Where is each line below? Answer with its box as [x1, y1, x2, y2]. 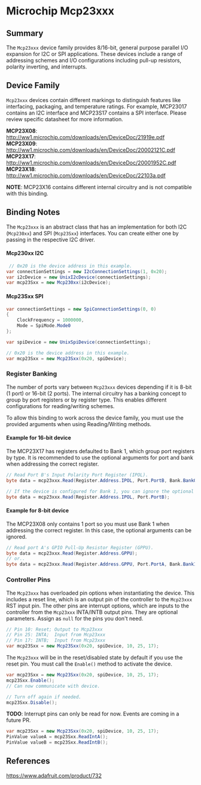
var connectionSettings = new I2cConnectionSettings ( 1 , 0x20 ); [6, 268, 167, 274]
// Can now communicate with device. [6, 683, 100, 689]
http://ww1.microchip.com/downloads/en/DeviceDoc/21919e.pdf [6, 133, 165, 140]
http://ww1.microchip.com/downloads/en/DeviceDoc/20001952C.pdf [6, 159, 176, 166]
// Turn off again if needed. [6, 694, 82, 700]
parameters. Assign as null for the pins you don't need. [6, 615, 144, 622]
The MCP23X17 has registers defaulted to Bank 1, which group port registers [6, 448, 195, 455]
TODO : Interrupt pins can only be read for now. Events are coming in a [6, 710, 179, 718]
